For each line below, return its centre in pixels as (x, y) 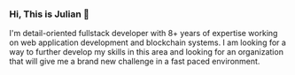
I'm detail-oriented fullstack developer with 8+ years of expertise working (144, 34)
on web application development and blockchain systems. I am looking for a (147, 42)
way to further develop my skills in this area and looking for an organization (146, 52)
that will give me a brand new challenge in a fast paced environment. (135, 62)
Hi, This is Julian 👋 (50, 14)
